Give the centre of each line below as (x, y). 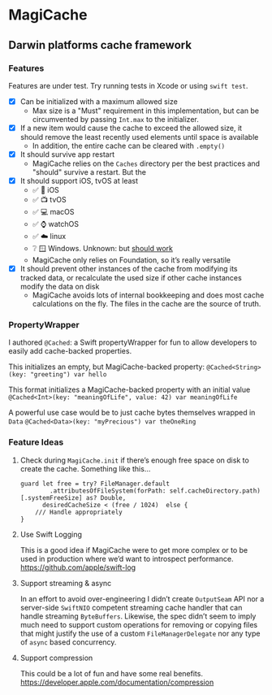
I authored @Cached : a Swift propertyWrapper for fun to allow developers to (133, 342)
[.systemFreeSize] (51, 497)
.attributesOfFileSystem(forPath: (108, 491)
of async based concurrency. (68, 642)
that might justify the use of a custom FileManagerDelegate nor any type (140, 633)
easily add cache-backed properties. (70, 351)
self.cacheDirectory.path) (215, 491)
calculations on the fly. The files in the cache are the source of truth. (147, 304)
